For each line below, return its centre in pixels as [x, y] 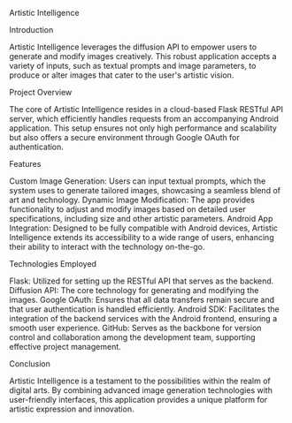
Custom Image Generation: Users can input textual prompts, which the [138, 181]
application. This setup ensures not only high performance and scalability [143, 128]
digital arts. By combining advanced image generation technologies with [141, 390]
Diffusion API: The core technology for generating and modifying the [134, 290]
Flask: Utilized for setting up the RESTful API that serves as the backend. [142, 281]
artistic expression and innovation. [72, 409]
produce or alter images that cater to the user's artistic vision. [122, 75]
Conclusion [30, 364]
